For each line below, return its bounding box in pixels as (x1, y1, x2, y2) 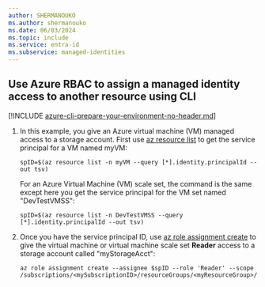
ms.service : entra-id (8, 41, 80, 49)
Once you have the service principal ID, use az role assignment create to (19, 232, 257, 241)
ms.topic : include (8, 33, 69, 42)
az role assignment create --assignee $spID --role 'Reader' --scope (19, 264, 255, 272)
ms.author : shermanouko (8, 19, 87, 27)
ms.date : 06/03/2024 (8, 26, 77, 34)
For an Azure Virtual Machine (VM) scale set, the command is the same (19, 179, 252, 188)
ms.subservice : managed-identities (8, 48, 126, 56)
